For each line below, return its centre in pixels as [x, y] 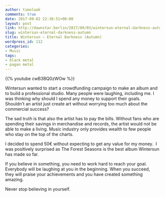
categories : [17, 46]
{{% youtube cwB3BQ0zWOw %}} [40, 79]
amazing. [14, 180]
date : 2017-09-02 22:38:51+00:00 [39, 19]
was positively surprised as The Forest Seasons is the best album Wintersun [82, 149]
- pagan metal [20, 65]
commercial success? [27, 109]
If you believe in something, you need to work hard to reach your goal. [76, 164]
